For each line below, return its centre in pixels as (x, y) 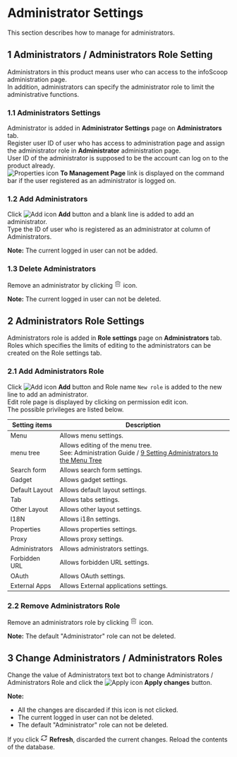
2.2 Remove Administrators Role (64, 606)
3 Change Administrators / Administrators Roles (115, 658)
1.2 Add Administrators (48, 199)
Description (143, 425)
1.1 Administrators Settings (54, 112)
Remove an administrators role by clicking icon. (80, 622)
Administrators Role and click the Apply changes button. (110, 683)
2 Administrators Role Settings (76, 321)
